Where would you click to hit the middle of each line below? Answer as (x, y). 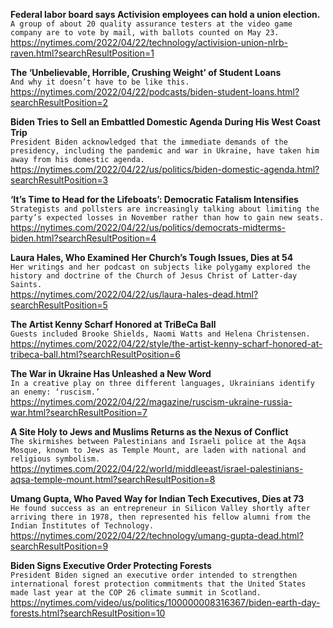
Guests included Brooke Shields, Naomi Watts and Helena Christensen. (160, 334)
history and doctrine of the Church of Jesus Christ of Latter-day (154, 276)
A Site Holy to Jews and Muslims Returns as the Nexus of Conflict (149, 432)
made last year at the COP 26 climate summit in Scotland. (136, 593)
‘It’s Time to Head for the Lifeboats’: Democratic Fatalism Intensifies (154, 199)
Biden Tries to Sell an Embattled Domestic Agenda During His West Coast (165, 122)
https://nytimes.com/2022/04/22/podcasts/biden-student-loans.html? (155, 92)
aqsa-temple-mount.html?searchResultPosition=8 (113, 479)
